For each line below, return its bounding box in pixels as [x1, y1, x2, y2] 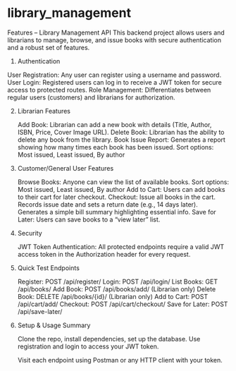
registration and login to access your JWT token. [17, 342, 159, 351]
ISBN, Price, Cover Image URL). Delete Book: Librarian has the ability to [17, 128, 225, 136]
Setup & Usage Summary [17, 321, 91, 329]
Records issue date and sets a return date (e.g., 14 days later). [17, 200, 199, 209]
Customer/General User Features [17, 164, 114, 172]
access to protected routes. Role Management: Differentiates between [7, 85, 211, 94]
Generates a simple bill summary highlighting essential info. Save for [17, 207, 216, 216]
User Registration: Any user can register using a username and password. [7, 71, 222, 79]
